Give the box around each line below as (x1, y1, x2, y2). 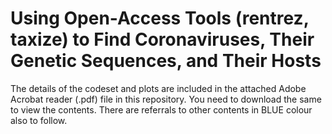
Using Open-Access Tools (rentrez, (10, 7, 310, 30)
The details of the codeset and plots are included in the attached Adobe (10, 82, 307, 94)
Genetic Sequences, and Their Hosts (10, 50, 322, 72)
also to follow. (10, 114, 68, 126)
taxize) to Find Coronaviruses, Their (10, 28, 315, 51)
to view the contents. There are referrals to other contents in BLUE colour (10, 103, 313, 116)
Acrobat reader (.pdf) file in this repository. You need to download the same (10, 93, 322, 105)
